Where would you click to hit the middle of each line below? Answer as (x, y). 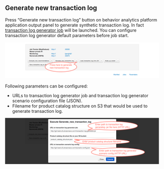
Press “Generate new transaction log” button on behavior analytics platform (81, 20)
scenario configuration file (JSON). (47, 101)
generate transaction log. (37, 111)
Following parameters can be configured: (46, 86)
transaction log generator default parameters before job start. (67, 35)
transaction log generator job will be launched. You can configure (71, 30)
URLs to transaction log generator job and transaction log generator (80, 95)
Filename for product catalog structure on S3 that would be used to (80, 106)
